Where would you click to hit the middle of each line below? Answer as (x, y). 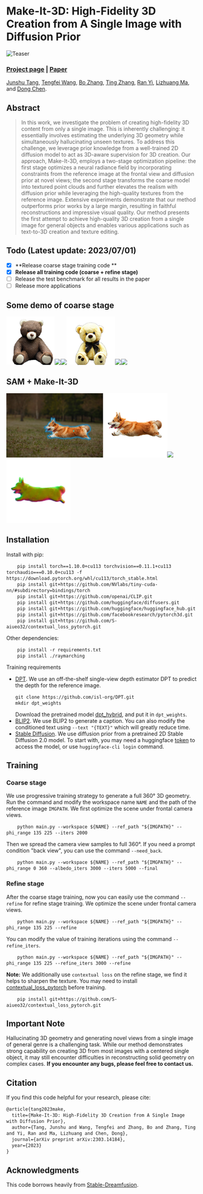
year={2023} (27, 1146)
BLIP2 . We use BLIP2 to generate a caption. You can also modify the (100, 720)
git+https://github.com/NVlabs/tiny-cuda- (104, 584)
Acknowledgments (43, 1170)
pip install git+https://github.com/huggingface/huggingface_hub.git (107, 608)
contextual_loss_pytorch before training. (56, 987)
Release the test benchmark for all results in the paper (82, 279)
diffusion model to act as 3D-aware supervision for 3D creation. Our (106, 155)
